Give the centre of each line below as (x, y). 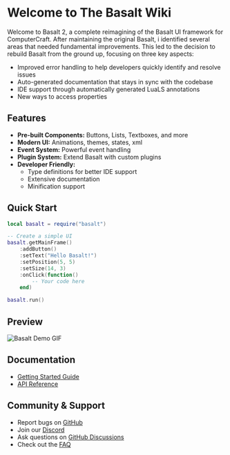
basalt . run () (26, 300)
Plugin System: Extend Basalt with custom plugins (89, 157)
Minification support (56, 186)
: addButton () (38, 249)
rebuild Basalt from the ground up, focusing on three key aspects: (101, 54)
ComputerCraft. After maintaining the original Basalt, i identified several (109, 39)
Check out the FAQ (44, 444)
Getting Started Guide (48, 376)
